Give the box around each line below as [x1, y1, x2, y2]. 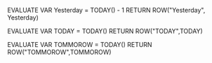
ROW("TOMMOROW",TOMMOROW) [7, 48, 112, 56]
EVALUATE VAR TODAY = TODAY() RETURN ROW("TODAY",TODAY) [7, 27, 204, 35]
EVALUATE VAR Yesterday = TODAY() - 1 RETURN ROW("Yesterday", [7, 6, 206, 14]
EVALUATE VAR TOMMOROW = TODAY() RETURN [7, 41, 152, 48]
